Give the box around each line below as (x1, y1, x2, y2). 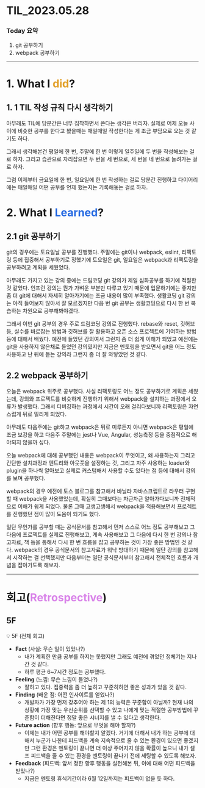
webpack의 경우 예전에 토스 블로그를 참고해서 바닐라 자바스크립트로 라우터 (6, 487, 184, 495)
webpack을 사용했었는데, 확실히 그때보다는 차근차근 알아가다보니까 (19, 495, 179, 503)
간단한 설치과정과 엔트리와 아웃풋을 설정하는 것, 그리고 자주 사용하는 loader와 (6, 459, 190, 467)
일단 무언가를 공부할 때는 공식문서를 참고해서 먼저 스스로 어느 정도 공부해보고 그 (6, 523, 195, 531)
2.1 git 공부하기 (6, 231, 61, 242)
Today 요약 (6, 27, 38, 35)
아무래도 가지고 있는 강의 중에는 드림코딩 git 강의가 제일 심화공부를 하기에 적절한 (6, 277, 196, 284)
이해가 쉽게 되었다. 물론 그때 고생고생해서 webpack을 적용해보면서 (17, 503, 176, 510)
